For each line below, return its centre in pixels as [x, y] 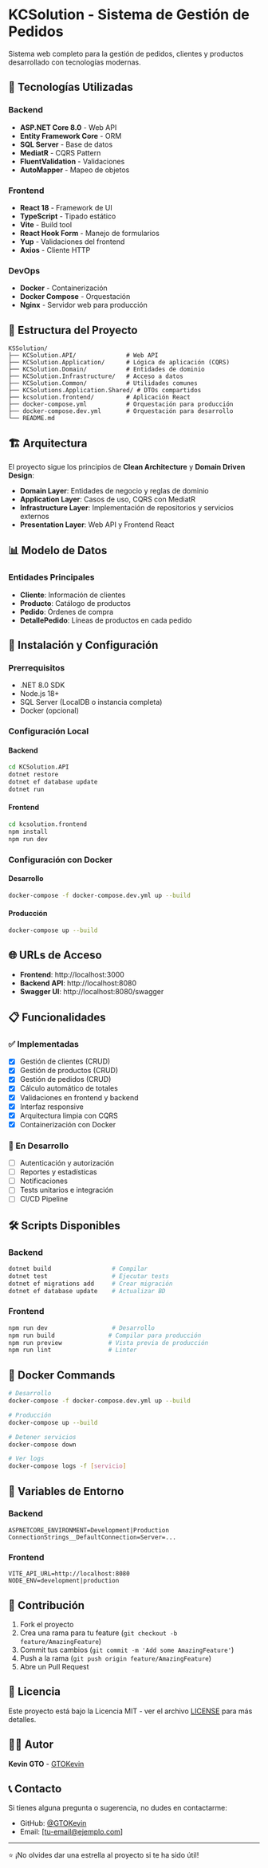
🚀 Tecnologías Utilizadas [71, 87]
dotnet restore [33, 775]
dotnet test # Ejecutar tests [89, 1276]
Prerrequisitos [37, 667]
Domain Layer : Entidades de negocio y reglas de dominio [114, 490]
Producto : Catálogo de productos [75, 603]
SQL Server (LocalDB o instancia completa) [91, 702]
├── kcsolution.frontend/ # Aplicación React [100, 397]
